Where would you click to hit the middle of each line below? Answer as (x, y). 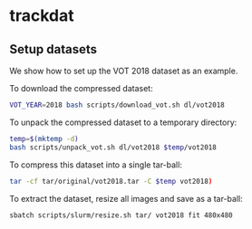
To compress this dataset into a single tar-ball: (96, 165)
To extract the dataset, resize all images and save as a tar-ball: (126, 198)
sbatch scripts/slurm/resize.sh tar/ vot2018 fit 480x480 (121, 215)
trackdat (42, 16)
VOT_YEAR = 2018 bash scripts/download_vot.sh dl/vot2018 (117, 105)
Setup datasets (53, 49)
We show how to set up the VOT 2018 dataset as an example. (124, 71)
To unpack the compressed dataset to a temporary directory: (123, 122)
